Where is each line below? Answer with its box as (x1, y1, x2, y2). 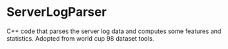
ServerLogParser (6, 4, 107, 20)
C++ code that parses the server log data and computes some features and (6, 27, 222, 35)
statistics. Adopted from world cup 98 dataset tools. (6, 34, 155, 42)
